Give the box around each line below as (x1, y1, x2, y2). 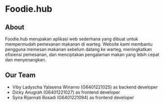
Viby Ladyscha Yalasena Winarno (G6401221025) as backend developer (12, 84, 158, 90)
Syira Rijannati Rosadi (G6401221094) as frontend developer (12, 94, 135, 100)
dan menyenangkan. (5, 57, 47, 62)
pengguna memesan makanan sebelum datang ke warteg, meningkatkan (5, 47, 152, 52)
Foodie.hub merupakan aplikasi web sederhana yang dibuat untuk (5, 36, 139, 42)
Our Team (5, 71, 36, 79)
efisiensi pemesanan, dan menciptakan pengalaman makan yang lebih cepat (5, 52, 160, 57)
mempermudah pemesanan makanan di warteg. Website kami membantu (5, 41, 153, 47)
